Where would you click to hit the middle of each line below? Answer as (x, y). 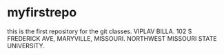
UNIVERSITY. (26, 45)
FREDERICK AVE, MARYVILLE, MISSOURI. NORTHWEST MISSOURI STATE (112, 38)
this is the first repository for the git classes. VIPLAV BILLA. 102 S (100, 31)
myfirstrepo (42, 13)
